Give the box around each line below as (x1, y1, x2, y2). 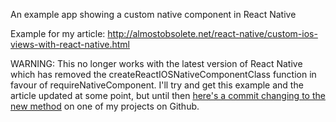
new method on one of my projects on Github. (10, 100, 200, 112)
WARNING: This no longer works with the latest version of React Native (10, 58, 303, 69)
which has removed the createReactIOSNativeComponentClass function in (10, 69, 317, 80)
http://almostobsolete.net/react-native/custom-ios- (107, 28, 318, 39)
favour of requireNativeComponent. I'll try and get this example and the (10, 79, 304, 91)
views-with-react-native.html (10, 39, 130, 50)
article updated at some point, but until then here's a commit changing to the (10, 90, 326, 101)
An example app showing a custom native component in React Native (10, 9, 297, 20)
